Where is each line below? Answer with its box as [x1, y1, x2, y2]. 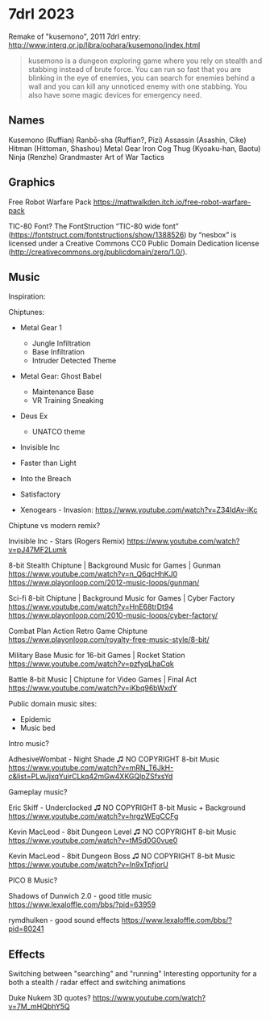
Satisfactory [19, 489, 61, 499]
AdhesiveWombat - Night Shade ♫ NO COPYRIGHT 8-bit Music [8, 754, 220, 764]
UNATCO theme [31, 427, 85, 437]
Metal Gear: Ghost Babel [19, 371, 102, 381]
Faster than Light [19, 458, 77, 468]
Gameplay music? [8, 787, 68, 797]
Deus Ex [19, 411, 48, 421]
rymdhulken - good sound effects [8, 916, 120, 925]
